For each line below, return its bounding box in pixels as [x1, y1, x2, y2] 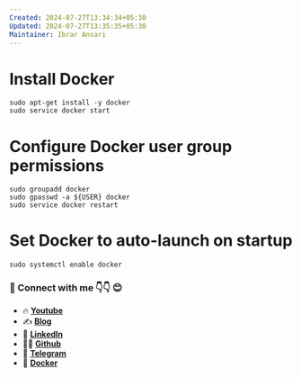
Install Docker [9, 68, 115, 89]
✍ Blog [22, 316, 52, 327]
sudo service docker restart [9, 201, 119, 210]
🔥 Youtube [22, 305, 64, 316]
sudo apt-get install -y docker [9, 98, 130, 108]
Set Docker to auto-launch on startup [9, 230, 293, 251]
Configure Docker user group [9, 136, 233, 157]
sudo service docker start [9, 106, 111, 115]
